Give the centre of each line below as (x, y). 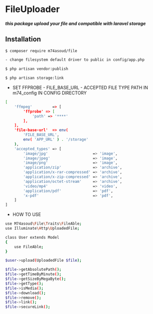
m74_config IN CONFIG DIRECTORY (49, 93)
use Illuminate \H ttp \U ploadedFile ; (42, 229)
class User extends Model (32, 237)
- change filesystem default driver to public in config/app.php (75, 60)
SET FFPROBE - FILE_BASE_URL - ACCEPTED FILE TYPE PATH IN (80, 88)
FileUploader (33, 9)
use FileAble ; (29, 247)
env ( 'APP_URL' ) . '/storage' (56, 140)
